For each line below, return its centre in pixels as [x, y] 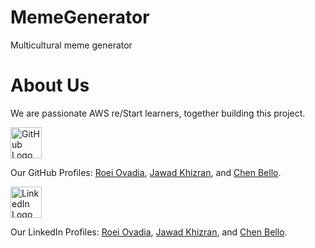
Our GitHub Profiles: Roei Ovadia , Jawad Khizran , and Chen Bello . [146, 172]
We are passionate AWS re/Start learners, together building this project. [158, 113]
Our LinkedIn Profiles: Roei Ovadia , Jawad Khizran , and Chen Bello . [149, 232]
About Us [50, 85]
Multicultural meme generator [71, 45]
